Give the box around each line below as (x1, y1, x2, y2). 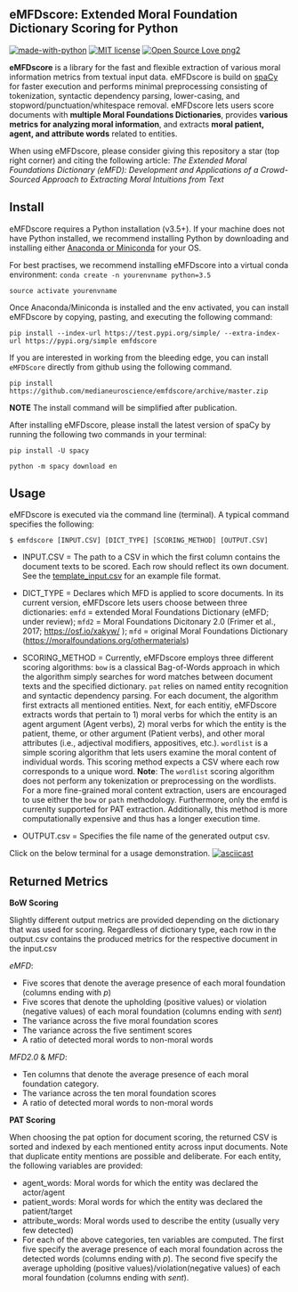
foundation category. (21, 1078, 100, 1090)
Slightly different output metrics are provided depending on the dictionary (9, 915, 279, 926)
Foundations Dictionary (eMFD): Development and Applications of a (9, 164, 259, 175)
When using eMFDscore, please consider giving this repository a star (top (9, 145, 280, 156)
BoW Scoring (9, 897, 60, 908)
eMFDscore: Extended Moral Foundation (9, 7, 238, 22)
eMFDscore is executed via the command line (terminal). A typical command (9, 510, 289, 520)
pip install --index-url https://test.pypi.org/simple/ (9, 329, 221, 338)
